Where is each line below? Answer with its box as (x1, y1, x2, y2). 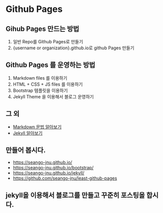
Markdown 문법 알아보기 (12, 123, 62, 130)
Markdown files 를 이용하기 (12, 75, 68, 81)
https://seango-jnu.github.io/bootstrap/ (12, 165, 94, 171)
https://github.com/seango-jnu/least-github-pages (12, 175, 118, 181)
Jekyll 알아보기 (12, 130, 43, 136)
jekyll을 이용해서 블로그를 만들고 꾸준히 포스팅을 (5, 191, 145, 200)
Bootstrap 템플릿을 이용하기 (12, 87, 68, 93)
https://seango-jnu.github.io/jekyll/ (12, 170, 85, 176)
